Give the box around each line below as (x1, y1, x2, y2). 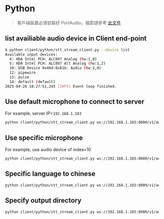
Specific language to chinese (5, 170, 96, 178)
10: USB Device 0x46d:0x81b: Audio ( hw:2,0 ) (9, 66, 102, 71)
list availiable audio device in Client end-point (5, 34, 147, 43)
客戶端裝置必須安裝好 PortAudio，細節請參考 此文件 (17, 20, 121, 26)
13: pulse (9, 75, 29, 80)
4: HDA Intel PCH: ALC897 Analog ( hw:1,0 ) (9, 56, 97, 61)
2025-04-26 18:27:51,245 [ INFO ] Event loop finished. (5, 84, 117, 89)
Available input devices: (5, 52, 58, 57)
